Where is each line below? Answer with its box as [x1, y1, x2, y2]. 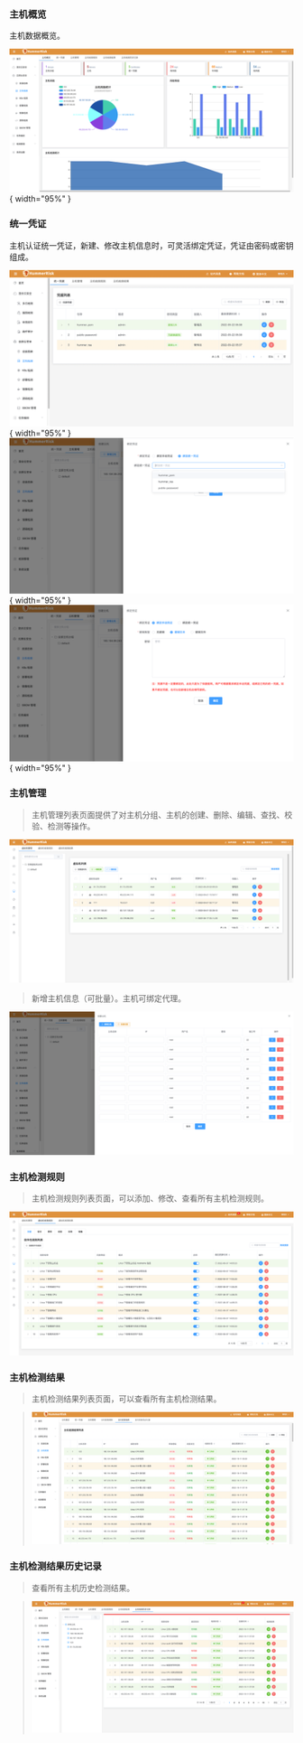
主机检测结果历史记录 [9, 1560, 102, 1573]
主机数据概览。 [9, 30, 65, 42]
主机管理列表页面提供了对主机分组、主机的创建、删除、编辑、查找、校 [31, 809, 293, 820]
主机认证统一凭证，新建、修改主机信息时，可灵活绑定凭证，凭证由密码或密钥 [9, 239, 294, 250]
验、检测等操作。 [31, 820, 96, 831]
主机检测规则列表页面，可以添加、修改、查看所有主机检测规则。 [31, 1193, 269, 1204]
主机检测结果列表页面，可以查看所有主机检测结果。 [31, 1393, 222, 1404]
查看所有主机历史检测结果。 [31, 1582, 135, 1593]
